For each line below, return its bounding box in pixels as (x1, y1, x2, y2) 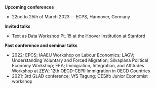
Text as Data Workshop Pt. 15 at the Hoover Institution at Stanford (11, 33, 146, 39)
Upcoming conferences (4, 4, 54, 10)
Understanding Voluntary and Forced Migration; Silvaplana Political (11, 57, 149, 63)
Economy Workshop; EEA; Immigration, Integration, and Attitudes (11, 63, 144, 68)
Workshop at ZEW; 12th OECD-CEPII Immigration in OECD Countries (11, 68, 150, 74)
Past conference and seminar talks (4, 43, 77, 48)
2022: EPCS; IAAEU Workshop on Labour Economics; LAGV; (11, 52, 134, 58)
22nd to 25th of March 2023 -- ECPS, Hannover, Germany (11, 14, 130, 19)
